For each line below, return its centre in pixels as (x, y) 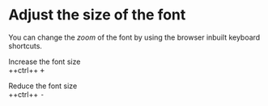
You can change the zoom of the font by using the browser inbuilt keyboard (134, 37)
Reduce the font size (43, 86)
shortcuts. (26, 45)
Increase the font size (45, 61)
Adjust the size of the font (97, 15)
